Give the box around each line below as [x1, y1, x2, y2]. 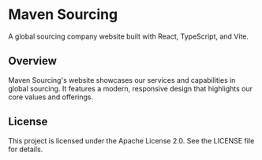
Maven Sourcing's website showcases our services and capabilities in [8, 75, 236, 84]
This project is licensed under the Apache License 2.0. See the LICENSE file [8, 136, 255, 145]
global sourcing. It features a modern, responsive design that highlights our [8, 84, 253, 93]
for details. [8, 144, 43, 154]
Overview [8, 54, 58, 68]
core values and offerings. [8, 92, 94, 102]
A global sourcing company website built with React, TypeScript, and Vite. [8, 32, 249, 41]
